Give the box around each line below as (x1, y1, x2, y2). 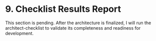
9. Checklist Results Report (5, 3, 121, 15)
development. (5, 30, 34, 36)
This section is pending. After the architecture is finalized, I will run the (5, 20, 151, 26)
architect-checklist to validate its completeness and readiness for (5, 25, 141, 31)
